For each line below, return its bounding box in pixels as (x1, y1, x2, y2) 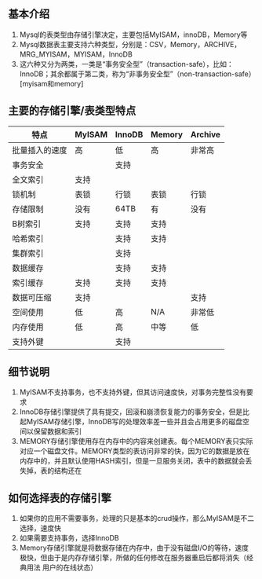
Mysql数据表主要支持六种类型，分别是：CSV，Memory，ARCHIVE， (19, 39, 242, 49)
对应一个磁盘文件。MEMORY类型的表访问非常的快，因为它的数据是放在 (19, 446, 250, 456)
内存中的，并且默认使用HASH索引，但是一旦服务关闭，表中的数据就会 (19, 456, 246, 466)
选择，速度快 (19, 523, 61, 533)
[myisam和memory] (19, 79, 84, 88)
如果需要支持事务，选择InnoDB (19, 533, 119, 543)
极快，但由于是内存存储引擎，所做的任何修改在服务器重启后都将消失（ (19, 553, 247, 563)
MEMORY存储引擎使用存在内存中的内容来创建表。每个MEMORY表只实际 (19, 437, 253, 446)
